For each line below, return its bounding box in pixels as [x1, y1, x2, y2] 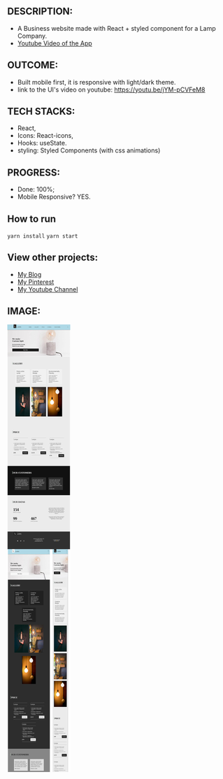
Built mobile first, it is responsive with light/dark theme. [17, 78, 176, 86]
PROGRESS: [7, 166, 61, 178]
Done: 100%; [17, 185, 55, 194]
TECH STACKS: [7, 106, 75, 117]
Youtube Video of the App [17, 38, 92, 48]
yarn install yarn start [7, 233, 78, 240]
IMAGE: [7, 306, 41, 317]
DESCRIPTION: [7, 6, 73, 17]
